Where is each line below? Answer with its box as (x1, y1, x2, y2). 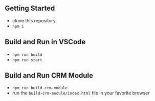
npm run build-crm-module (12, 86, 68, 91)
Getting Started (5, 4, 55, 13)
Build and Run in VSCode (5, 38, 86, 46)
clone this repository (12, 17, 56, 23)
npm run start (12, 57, 42, 62)
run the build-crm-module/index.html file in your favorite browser (12, 90, 150, 96)
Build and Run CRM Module (5, 71, 93, 80)
